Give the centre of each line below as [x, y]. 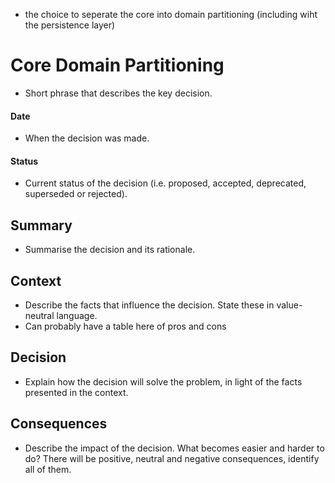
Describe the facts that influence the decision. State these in [149, 305]
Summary [41, 225]
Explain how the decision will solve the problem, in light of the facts [163, 381]
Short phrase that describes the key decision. [118, 93]
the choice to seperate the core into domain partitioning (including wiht [171, 14]
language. [77, 315]
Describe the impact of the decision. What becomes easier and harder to [174, 448]
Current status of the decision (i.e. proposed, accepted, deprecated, [165, 183]
